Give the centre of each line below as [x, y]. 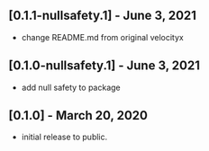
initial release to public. [64, 137]
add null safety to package [71, 87]
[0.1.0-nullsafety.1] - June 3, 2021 [104, 66]
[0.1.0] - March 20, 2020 [78, 115]
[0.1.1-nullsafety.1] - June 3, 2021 [103, 16]
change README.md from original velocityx [102, 37]
